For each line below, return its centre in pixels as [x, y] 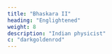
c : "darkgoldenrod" [36, 40]
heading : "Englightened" [44, 20]
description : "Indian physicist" [57, 33]
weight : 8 [22, 27]
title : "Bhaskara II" [39, 14]
